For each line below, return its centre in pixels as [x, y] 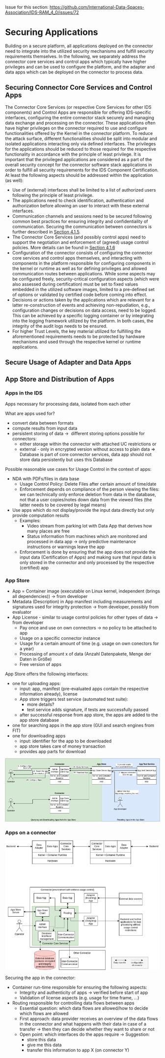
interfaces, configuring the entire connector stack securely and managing [80, 117]
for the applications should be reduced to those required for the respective [81, 149]
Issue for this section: [27, 7]
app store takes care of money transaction [62, 746]
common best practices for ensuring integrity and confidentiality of [80, 221]
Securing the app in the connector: [40, 978]
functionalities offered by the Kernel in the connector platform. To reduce [79, 133]
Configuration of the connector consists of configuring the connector [82, 253]
